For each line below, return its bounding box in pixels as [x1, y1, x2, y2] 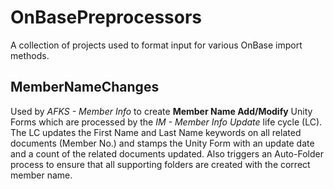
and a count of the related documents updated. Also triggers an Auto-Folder [10, 147, 324, 160]
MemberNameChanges [10, 79, 160, 96]
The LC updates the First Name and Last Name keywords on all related [10, 126, 302, 138]
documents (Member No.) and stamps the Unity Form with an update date [10, 137, 315, 149]
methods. [10, 49, 50, 61]
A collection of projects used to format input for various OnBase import [10, 39, 303, 51]
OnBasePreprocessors [10, 6, 203, 29]
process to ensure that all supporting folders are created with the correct [10, 158, 311, 170]
